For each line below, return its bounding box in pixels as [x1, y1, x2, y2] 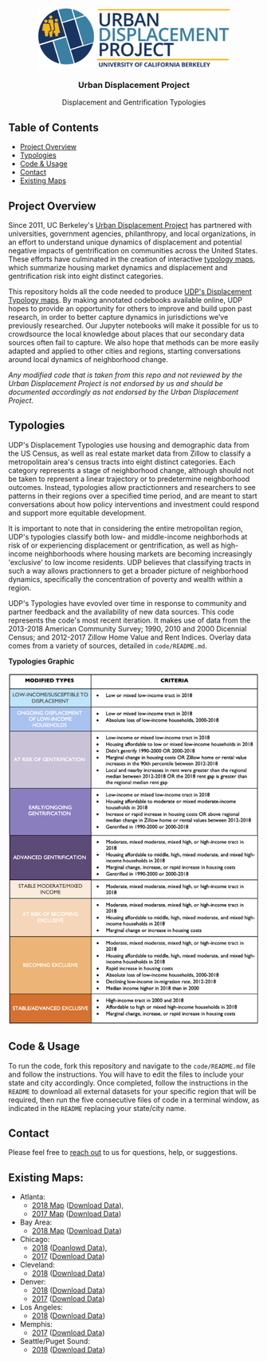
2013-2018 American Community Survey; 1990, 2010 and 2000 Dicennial [8, 623, 247, 633]
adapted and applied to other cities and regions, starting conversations [8, 346, 241, 356]
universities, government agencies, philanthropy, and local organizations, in [8, 229, 257, 238]
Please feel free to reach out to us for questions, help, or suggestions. [8, 1148, 238, 1157]
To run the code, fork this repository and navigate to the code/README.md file [8, 1061, 256, 1070]
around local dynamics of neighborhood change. [8, 354, 169, 364]
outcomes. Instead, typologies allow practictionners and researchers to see [8, 482, 257, 492]
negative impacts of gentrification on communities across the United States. [8, 245, 258, 255]
